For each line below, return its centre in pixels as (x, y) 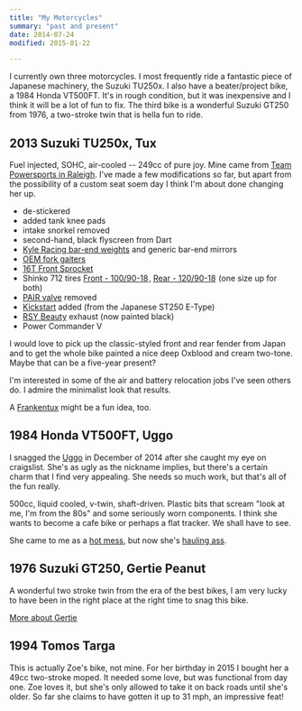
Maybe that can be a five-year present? (82, 363)
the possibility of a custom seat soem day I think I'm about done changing (146, 184)
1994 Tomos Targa (62, 646)
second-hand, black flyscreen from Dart (97, 240)
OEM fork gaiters (54, 259)
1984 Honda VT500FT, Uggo (92, 435)
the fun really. (35, 486)
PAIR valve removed (59, 298)
